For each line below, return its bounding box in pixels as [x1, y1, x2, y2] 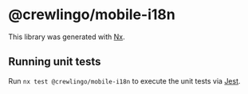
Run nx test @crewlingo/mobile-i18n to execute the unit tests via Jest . [8, 76, 241, 85]
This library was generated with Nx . [8, 32, 125, 41]
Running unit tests [8, 55, 101, 69]
